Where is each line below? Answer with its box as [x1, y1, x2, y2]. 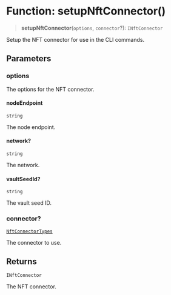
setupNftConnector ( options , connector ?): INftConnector [21, 24, 163, 31]
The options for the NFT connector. [6, 85, 95, 93]
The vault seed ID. [6, 199, 52, 207]
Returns [6, 256, 38, 267]
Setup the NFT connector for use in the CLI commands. [6, 36, 144, 43]
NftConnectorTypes [6, 228, 53, 234]
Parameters [6, 53, 52, 64]
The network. [6, 162, 40, 169]
